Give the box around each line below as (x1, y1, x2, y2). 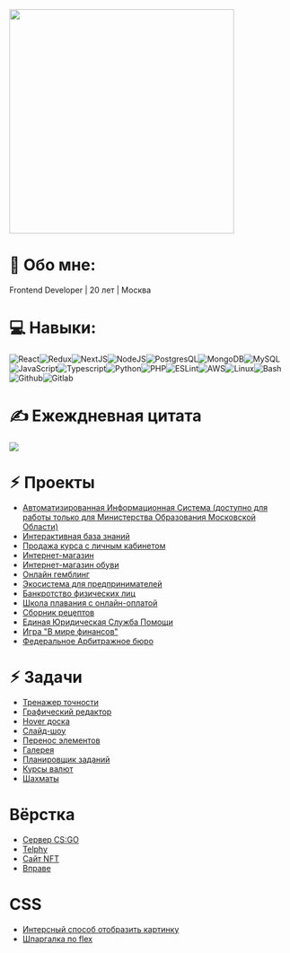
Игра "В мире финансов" (22, 625, 119, 636)
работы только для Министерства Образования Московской (22, 511, 256, 522)
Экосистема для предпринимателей (22, 578, 163, 589)
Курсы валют (22, 763, 74, 774)
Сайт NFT (22, 852, 60, 864)
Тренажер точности (22, 696, 99, 707)
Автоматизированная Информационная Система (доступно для (22, 502, 268, 512)
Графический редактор (22, 706, 112, 717)
